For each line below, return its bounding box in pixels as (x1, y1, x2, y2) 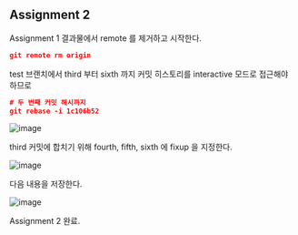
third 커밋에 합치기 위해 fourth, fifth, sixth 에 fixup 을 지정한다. (9, 141, 233, 153)
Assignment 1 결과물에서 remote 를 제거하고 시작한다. (9, 32, 203, 44)
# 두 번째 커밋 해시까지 (9, 97, 86, 107)
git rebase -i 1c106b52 (9, 107, 100, 116)
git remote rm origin (9, 50, 92, 60)
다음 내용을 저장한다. (9, 179, 83, 189)
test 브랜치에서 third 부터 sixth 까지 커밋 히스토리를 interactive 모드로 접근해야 (9, 68, 289, 79)
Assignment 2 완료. (9, 216, 81, 227)
